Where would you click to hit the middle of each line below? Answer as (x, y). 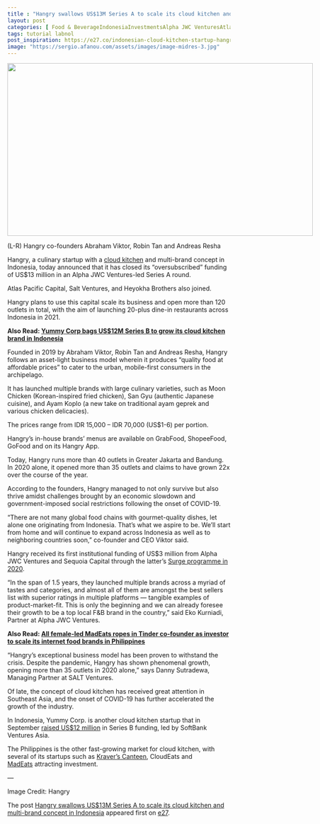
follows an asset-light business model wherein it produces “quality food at (115, 360)
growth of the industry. (41, 706)
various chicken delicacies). (48, 411)
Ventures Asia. (29, 735)
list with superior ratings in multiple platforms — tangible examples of (108, 597)
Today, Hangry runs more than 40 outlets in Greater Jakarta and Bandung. (116, 460)
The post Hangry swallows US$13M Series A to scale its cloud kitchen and (116, 805)
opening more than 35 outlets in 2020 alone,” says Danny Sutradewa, (109, 670)
